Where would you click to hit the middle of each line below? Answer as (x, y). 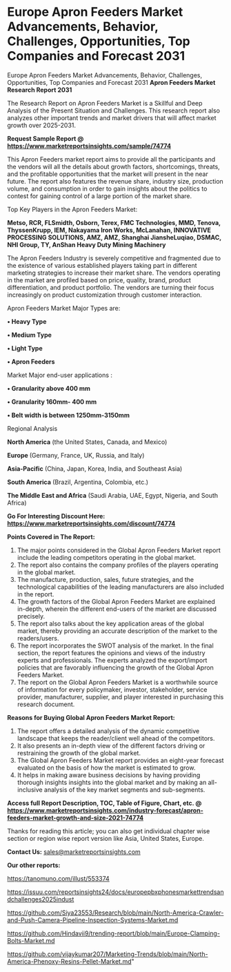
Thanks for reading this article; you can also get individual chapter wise (109, 831)
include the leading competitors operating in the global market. (107, 557)
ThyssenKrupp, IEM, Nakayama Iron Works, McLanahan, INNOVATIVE (109, 230)
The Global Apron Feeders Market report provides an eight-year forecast (120, 760)
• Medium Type (29, 335)
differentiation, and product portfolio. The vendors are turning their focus (111, 287)
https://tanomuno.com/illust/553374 (59, 878)
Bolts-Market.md (31, 940)
